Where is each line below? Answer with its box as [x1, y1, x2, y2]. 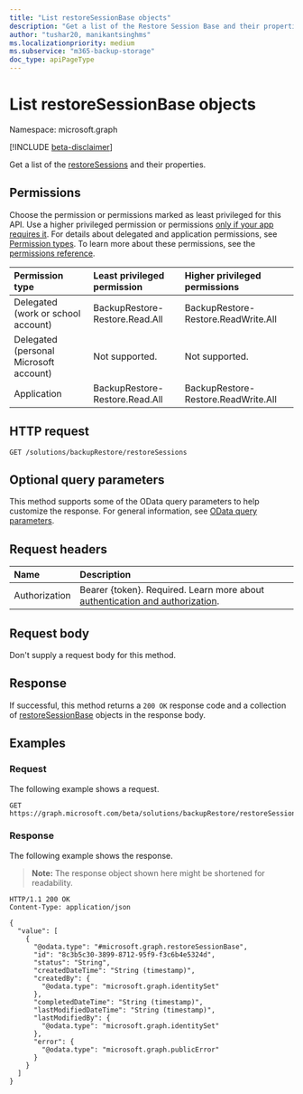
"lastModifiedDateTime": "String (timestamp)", [32, 1005, 216, 1014]
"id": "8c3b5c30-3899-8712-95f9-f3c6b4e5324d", [32, 950, 216, 959]
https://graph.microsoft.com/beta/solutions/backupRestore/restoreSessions [9, 808, 300, 818]
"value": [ [17, 926, 59, 936]
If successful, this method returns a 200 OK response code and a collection [9, 700, 287, 711]
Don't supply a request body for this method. [9, 650, 177, 660]
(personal [14, 344, 55, 357]
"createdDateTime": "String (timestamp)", [32, 966, 196, 975]
